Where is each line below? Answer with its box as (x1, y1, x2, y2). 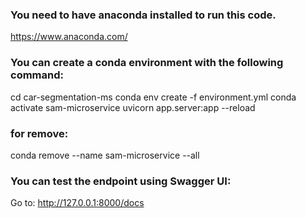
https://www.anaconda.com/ (10, 31, 128, 43)
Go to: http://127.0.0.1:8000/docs (10, 197, 145, 209)
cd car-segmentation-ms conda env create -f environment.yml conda (10, 91, 297, 103)
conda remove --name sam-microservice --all (10, 149, 200, 161)
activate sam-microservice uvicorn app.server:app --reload (10, 101, 256, 113)
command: (10, 68, 64, 82)
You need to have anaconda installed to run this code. (10, 8, 277, 22)
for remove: (10, 126, 69, 140)
